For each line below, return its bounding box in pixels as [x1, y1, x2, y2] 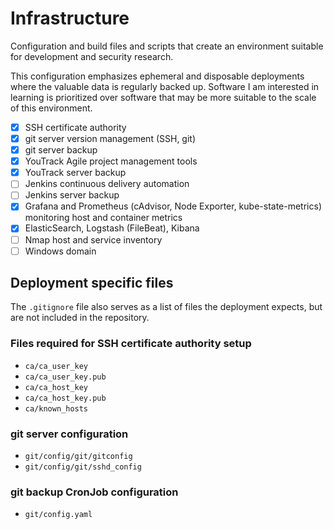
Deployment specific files [10, 275, 174, 292]
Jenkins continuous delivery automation [24, 178, 190, 190]
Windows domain [24, 245, 97, 257]
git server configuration [10, 427, 129, 441]
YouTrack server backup [24, 167, 127, 179]
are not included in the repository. [10, 312, 150, 324]
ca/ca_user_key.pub [24, 372, 107, 382]
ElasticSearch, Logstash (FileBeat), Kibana [24, 222, 200, 234]
